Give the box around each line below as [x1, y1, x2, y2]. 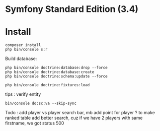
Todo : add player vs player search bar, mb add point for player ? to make [5, 110, 155, 116]
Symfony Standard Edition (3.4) [5, 3, 139, 15]
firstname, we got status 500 [5, 120, 65, 126]
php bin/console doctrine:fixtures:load [5, 83, 90, 88]
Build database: [5, 56, 37, 62]
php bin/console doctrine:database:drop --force [5, 65, 108, 70]
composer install [5, 43, 41, 48]
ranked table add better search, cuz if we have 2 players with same [5, 115, 143, 121]
